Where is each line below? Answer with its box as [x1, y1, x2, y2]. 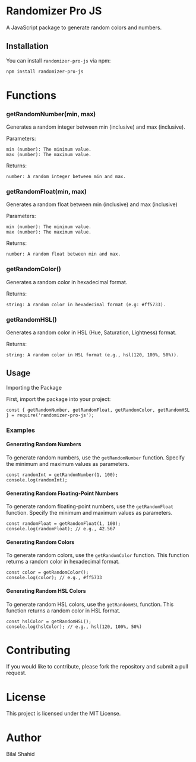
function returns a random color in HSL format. [6, 607, 121, 614]
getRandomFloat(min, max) [6, 188, 87, 196]
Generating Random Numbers [6, 441, 81, 448]
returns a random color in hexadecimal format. [6, 558, 120, 565]
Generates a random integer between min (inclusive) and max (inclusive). [6, 123, 185, 130]
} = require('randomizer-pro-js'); [6, 412, 94, 418]
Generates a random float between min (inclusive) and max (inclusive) [6, 201, 178, 208]
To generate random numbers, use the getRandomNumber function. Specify [6, 454, 185, 461]
